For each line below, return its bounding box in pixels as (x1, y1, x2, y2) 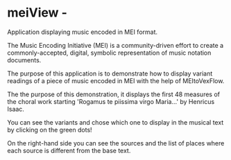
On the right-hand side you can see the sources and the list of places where (7, 139, 225, 147)
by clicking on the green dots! (7, 125, 92, 134)
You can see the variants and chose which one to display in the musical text (7, 118, 224, 126)
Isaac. (7, 105, 24, 113)
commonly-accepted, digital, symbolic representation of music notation (7, 48, 212, 57)
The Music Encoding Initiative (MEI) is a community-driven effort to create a (7, 41, 224, 49)
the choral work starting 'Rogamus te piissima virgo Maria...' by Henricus (7, 97, 215, 105)
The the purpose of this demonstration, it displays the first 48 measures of (7, 90, 221, 98)
